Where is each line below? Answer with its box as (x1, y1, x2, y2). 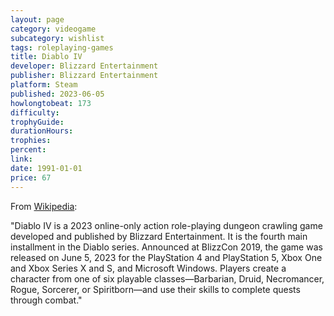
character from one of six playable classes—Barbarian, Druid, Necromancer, (10, 272, 325, 285)
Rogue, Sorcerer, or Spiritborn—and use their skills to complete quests (10, 283, 301, 295)
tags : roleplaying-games (10, 42, 114, 53)
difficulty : (10, 107, 60, 118)
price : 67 (10, 172, 52, 183)
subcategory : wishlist (10, 33, 105, 43)
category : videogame (10, 24, 97, 34)
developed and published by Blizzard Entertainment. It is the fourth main (10, 230, 308, 242)
